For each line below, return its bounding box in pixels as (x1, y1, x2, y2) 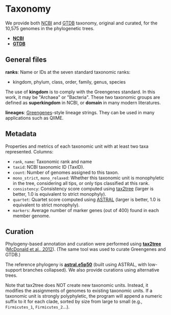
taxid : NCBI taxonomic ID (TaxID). (12, 164, 85, 170)
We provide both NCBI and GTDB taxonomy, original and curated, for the (5, 20, 158, 26)
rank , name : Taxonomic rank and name (12, 159, 92, 165)
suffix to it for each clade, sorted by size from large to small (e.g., (5, 299, 143, 305)
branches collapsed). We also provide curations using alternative (22, 267, 160, 273)
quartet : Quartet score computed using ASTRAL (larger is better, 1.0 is (12, 196, 161, 202)
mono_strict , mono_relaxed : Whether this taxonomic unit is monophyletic (12, 174, 164, 181)
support (5, 267, 22, 273)
